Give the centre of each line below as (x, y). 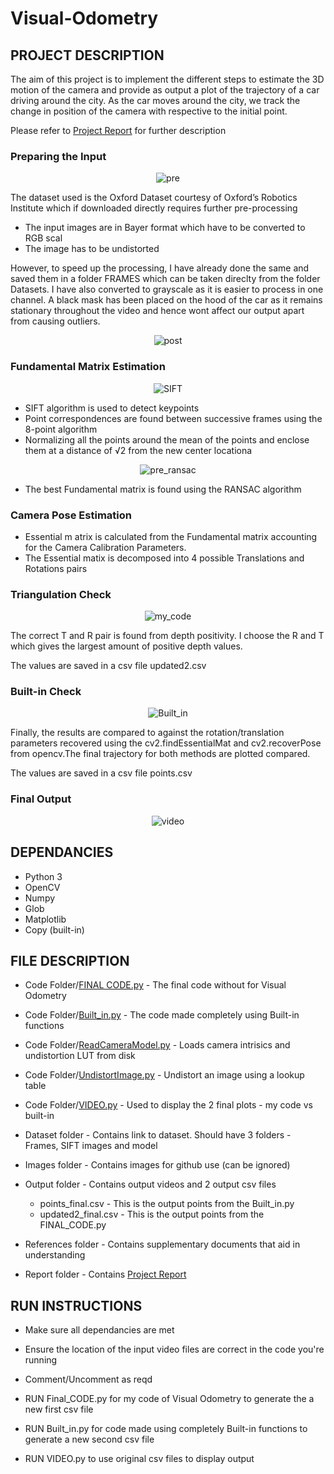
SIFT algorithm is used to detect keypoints (112, 408)
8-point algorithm (61, 429)
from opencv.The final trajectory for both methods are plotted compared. (160, 754)
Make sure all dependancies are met (99, 1330)
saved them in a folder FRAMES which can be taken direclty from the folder (165, 279)
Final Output (41, 799)
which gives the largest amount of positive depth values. (126, 646)
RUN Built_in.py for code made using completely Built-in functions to (166, 1429)
